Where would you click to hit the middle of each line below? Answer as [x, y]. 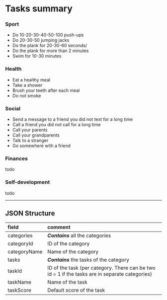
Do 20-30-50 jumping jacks [41, 40]
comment [59, 227]
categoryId [20, 244]
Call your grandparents [36, 135]
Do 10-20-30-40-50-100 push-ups [48, 35]
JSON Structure [30, 213]
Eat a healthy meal [31, 79]
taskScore [19, 290]
